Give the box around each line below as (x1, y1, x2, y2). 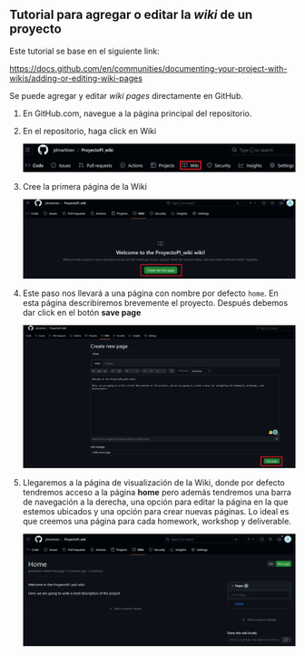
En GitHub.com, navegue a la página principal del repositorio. (22, 108, 252, 119)
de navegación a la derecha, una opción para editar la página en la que (22, 496, 289, 507)
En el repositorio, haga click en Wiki (22, 125, 157, 136)
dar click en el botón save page (22, 308, 142, 318)
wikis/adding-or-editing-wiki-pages (9, 73, 143, 83)
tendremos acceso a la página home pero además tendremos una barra (22, 487, 292, 497)
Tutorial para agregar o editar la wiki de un (9, 7, 253, 23)
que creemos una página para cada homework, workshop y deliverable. (22, 516, 292, 526)
